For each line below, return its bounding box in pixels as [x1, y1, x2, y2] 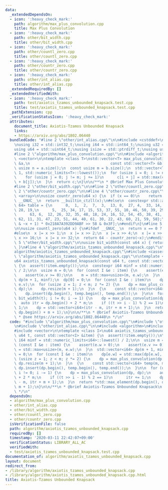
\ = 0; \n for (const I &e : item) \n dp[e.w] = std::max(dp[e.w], [14, 351, 162, 357]
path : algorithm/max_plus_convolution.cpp [14, 21, 104, 27]
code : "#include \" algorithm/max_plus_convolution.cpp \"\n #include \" [9, 319, 160, 324]
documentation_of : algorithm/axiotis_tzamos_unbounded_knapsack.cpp [5, 454, 151, 459]
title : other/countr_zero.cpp [14, 68, 77, 73]
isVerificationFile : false [9, 421, 66, 426]
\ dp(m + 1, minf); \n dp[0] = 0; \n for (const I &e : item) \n [14, 277, 151, 282]
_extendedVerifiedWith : [9, 91, 59, 96]
